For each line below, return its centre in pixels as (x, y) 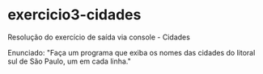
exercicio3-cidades (74, 15)
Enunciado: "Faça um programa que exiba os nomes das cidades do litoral (131, 52)
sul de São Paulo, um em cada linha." (69, 61)
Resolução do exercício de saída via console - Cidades (99, 37)
